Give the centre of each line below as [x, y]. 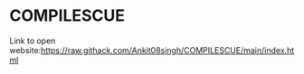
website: [25, 50]
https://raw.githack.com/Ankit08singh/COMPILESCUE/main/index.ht [167, 50]
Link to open [33, 41]
